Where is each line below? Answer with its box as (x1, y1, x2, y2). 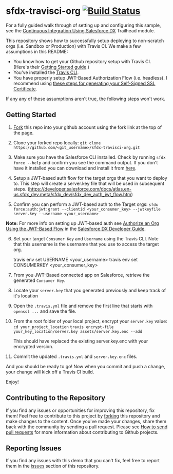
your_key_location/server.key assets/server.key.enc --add (13, 329, 143, 334)
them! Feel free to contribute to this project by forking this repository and (6, 412, 160, 419)
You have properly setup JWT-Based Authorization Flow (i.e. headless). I (13, 74, 167, 81)
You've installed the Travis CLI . (13, 69, 79, 75)
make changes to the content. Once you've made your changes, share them (6, 418, 166, 424)
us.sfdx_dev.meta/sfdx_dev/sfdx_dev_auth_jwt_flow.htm (13, 191, 131, 197)
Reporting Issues (6, 444, 62, 452)
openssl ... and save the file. (13, 308, 76, 314)
